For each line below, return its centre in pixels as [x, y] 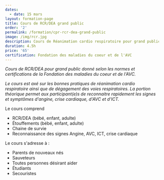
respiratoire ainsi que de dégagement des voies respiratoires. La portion [78, 89]
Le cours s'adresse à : [27, 143]
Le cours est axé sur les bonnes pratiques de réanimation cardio [70, 84]
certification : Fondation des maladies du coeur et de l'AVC [69, 55]
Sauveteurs [24, 158]
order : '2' [16, 28]
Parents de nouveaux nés [38, 153]
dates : [12, 10]
